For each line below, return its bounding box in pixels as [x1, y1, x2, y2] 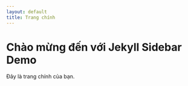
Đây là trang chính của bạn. [6, 73, 75, 80]
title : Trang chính [6, 14, 56, 20]
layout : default [6, 8, 47, 15]
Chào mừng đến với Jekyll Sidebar [6, 40, 183, 54]
